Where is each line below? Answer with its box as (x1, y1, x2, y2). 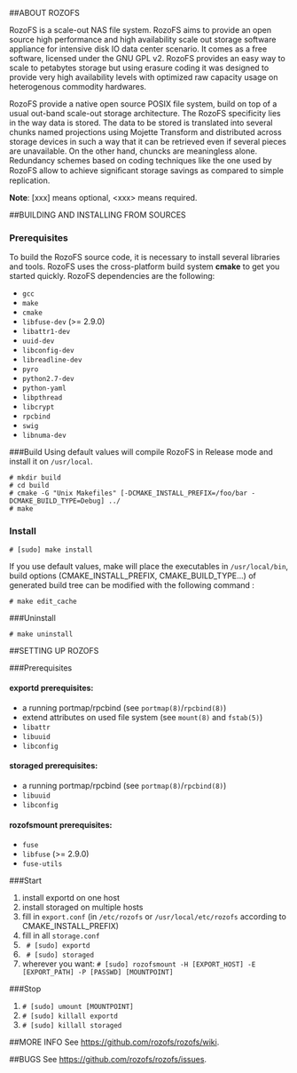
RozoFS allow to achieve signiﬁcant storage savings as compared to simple (9, 165, 285, 176)
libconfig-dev (21, 346, 74, 355)
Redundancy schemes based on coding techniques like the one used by (9, 155, 272, 165)
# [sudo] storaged (26, 950, 95, 960)
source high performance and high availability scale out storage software (9, 35, 277, 44)
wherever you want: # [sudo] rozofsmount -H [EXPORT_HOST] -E (21, 958, 256, 969)
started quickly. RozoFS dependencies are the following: (9, 271, 215, 282)
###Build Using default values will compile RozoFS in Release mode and (9, 447, 273, 457)
